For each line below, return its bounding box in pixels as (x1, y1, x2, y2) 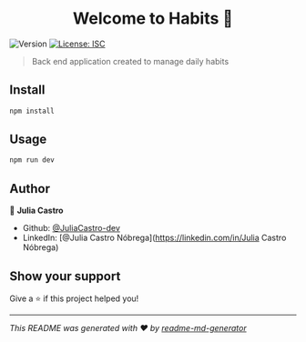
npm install (9, 106, 55, 116)
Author (9, 181, 50, 196)
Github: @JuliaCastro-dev (22, 223, 121, 234)
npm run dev (9, 156, 55, 165)
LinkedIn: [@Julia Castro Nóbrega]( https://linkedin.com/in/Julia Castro (22, 232, 287, 244)
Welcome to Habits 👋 (72, 8, 234, 29)
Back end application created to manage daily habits (31, 55, 229, 66)
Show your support (9, 268, 121, 284)
